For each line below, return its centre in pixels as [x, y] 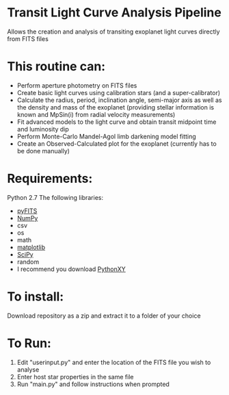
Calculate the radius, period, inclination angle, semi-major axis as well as [119, 100]
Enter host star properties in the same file [75, 377]
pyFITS [27, 211]
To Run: [29, 343]
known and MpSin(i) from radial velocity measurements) [96, 114]
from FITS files [28, 38]
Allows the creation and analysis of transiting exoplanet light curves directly [113, 31]
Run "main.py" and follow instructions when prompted [93, 384]
